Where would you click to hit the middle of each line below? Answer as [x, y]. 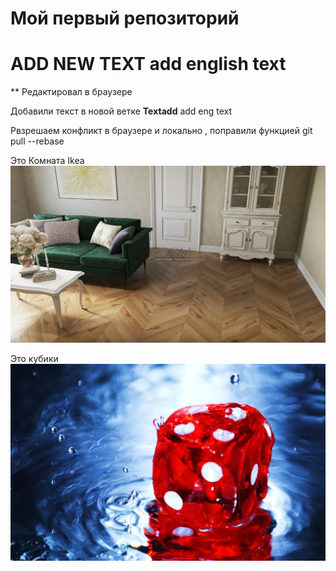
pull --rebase [37, 141]
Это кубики [34, 359]
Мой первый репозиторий [125, 18]
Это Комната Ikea [47, 161]
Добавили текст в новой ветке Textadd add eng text [121, 111]
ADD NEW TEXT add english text [148, 64]
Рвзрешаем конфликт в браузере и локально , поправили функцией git [161, 131]
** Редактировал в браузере [71, 92]
